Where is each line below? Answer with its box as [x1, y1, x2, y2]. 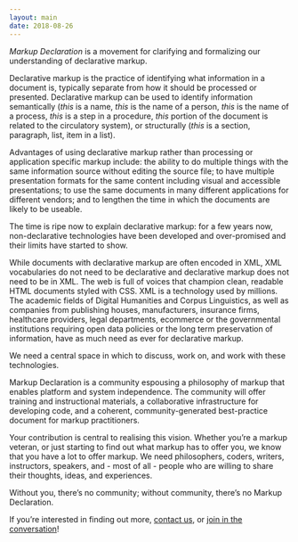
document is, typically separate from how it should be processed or [9, 82, 258, 93]
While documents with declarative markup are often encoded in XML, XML [9, 257, 282, 267]
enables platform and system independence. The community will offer [9, 386, 267, 397]
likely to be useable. [9, 203, 83, 214]
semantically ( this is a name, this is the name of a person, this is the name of [9, 101, 289, 111]
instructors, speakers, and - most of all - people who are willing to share [9, 460, 274, 471]
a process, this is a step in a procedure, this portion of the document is [9, 111, 269, 121]
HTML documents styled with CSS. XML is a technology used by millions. [9, 285, 278, 296]
